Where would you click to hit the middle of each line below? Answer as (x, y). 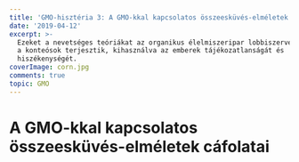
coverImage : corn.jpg (49, 68)
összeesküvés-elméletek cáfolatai (139, 146)
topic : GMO (29, 84)
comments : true (37, 76)
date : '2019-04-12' (45, 26)
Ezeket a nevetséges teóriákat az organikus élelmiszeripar (131, 42)
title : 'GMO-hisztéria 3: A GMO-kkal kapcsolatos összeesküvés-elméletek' (151, 17)
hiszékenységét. (47, 59)
